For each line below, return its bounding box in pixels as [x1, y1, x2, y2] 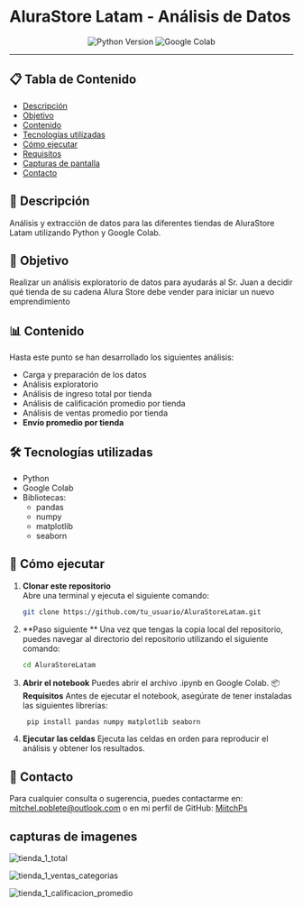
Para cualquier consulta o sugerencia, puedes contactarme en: [9, 793, 243, 804]
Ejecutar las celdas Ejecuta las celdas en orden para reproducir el [22, 733, 269, 745]
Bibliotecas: [22, 492, 67, 502]
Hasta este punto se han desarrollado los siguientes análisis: [9, 352, 234, 362]
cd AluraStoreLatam [22, 660, 96, 669]
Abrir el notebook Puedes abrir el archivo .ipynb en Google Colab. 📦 [22, 677, 280, 688]
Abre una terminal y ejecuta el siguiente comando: [22, 590, 210, 600]
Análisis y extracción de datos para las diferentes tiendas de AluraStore [9, 217, 275, 228]
